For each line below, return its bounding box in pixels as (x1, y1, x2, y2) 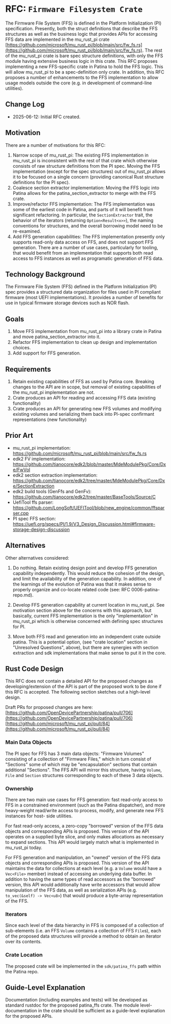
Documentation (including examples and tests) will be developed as (5, 997, 148, 1003)
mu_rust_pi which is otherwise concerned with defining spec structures (12, 618, 163, 624)
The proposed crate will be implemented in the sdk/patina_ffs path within (5, 963, 161, 969)
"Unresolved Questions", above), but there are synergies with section (12, 644, 159, 650)
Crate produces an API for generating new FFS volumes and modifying (12, 406, 162, 412)
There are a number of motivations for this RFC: (5, 142, 106, 148)
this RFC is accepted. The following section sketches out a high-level (5, 689, 151, 695)
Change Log (5, 100, 45, 109)
